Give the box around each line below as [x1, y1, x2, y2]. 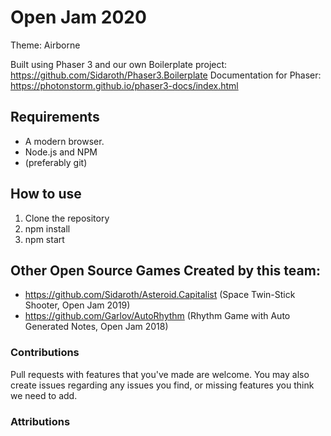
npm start [24, 233, 65, 245]
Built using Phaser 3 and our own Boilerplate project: [10, 58, 228, 70]
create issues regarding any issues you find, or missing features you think [10, 379, 315, 391]
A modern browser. [24, 135, 105, 147]
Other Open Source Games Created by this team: [10, 262, 321, 279]
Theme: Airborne [10, 39, 81, 51]
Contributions [10, 346, 80, 360]
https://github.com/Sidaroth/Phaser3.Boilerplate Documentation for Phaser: [10, 69, 322, 81]
